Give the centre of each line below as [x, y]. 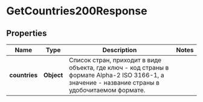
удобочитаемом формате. [107, 90]
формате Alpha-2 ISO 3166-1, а [116, 75]
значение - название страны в [114, 82]
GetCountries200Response [77, 11]
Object [53, 75]
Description [120, 50]
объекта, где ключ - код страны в [119, 67]
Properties [27, 33]
